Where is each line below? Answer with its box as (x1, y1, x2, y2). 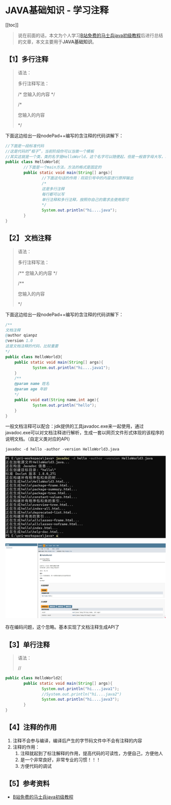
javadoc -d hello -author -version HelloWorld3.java (5, 447, 120, 452)
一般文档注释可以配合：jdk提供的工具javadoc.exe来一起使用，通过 (5, 423, 144, 429)
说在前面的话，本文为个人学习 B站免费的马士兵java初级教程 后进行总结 (17, 32, 163, 38)
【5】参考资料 (5, 780, 50, 788)
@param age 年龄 (14, 386, 47, 392)
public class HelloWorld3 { (5, 354, 63, 359)
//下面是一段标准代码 (5, 143, 44, 148)
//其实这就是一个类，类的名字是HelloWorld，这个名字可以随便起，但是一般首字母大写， (5, 154, 165, 159)
